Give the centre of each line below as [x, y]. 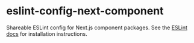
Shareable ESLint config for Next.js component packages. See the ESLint [97, 27]
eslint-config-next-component [85, 11]
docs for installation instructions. [47, 33]
